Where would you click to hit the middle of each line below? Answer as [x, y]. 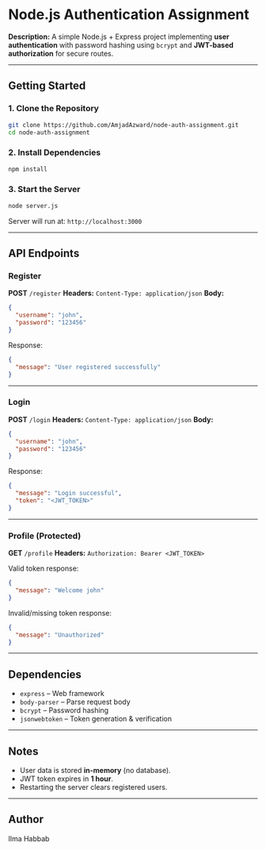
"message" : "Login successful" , [69, 494]
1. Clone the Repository [53, 109]
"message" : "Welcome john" [60, 590]
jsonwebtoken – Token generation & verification [96, 719]
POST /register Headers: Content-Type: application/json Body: [116, 293]
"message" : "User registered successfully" [88, 367]
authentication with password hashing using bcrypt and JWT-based [121, 44]
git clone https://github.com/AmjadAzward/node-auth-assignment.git [123, 125]
